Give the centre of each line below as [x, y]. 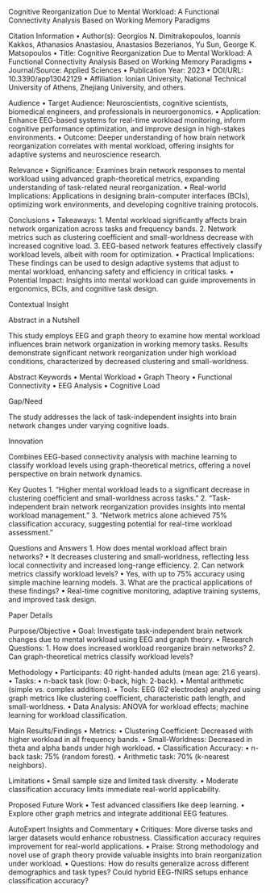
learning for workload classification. [68, 715]
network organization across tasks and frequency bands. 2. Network [122, 228]
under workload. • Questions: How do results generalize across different [129, 864]
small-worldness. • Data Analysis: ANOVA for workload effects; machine [129, 706]
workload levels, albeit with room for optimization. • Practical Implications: [132, 254]
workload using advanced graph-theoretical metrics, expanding [114, 178]
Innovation [26, 441]
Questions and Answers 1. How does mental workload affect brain [118, 548]
